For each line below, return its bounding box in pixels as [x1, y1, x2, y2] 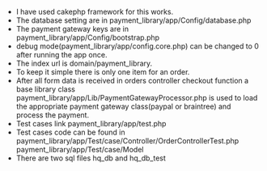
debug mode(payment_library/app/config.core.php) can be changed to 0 [15, 41, 259, 51]
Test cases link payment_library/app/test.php [15, 119, 167, 128]
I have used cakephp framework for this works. [15, 7, 174, 16]
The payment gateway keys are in [15, 24, 129, 33]
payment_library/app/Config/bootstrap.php [15, 32, 160, 42]
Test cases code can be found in [15, 127, 125, 137]
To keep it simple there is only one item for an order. [15, 67, 190, 76]
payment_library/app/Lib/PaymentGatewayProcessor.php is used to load [15, 93, 258, 102]
